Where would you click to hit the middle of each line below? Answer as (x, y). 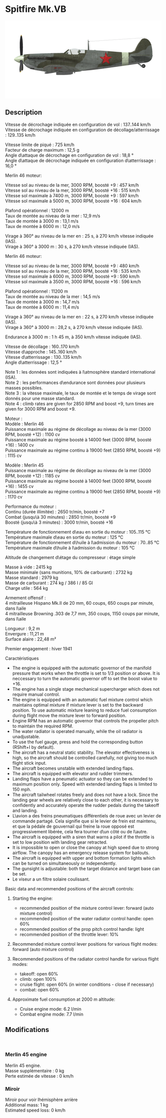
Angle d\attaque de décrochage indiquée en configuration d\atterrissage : (81, 160)
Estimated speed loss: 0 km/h (35, 1110)
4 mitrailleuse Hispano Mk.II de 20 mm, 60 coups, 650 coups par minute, (80, 603)
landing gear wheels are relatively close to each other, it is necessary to (85, 800)
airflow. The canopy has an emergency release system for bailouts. (81, 853)
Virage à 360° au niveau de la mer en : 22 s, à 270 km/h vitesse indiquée (79, 317)
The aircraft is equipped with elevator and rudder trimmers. (73, 773)
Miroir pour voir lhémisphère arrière (41, 1100)
